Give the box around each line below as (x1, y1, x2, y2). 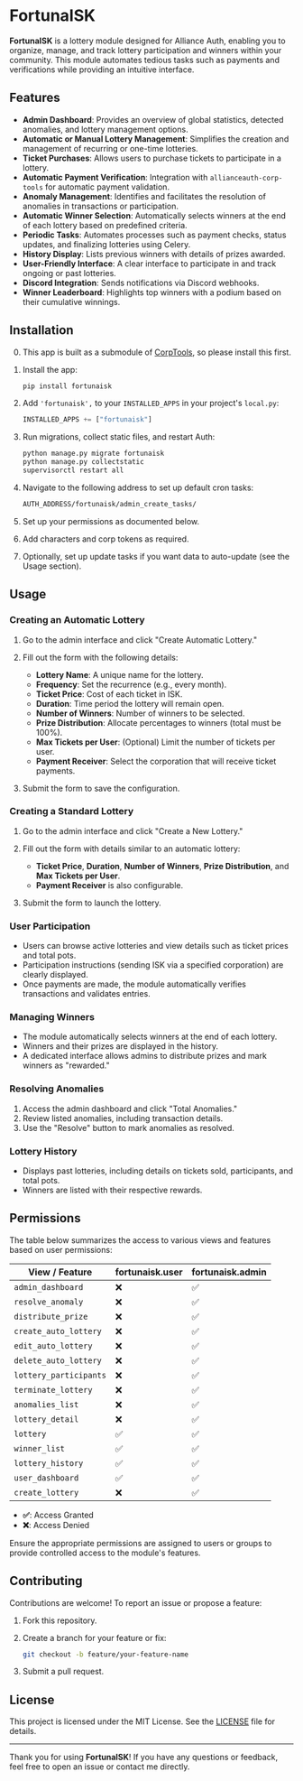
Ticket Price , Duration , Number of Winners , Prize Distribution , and (35, 860, 289, 871)
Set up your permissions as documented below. (22, 515, 200, 526)
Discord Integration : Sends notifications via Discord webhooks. (22, 277, 260, 288)
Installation (9, 322, 74, 339)
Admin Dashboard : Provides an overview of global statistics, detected (22, 114, 284, 125)
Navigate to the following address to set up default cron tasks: (22, 482, 254, 493)
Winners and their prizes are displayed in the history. (22, 1041, 219, 1052)
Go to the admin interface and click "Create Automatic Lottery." (22, 634, 258, 645)
